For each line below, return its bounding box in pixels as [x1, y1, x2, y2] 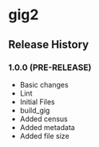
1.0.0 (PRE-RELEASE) [8, 62, 92, 73]
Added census [19, 114, 68, 124]
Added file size [19, 131, 69, 141]
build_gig [19, 105, 50, 115]
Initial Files [19, 96, 55, 106]
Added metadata [19, 122, 76, 132]
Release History [8, 38, 89, 51]
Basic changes [19, 80, 69, 89]
